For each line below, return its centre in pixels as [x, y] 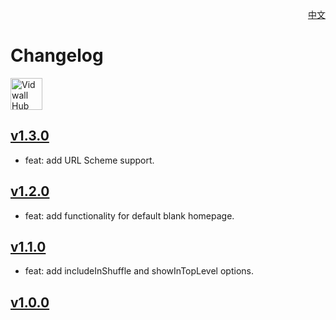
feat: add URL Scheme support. [89, 160]
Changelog [57, 55]
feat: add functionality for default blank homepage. [129, 215]
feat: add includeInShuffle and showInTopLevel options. [139, 271]
